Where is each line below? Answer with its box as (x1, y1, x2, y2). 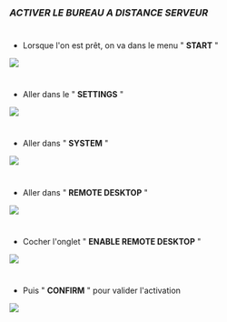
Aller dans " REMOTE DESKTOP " (22, 186, 148, 197)
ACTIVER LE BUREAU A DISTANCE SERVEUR (9, 6, 209, 19)
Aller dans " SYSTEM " (22, 138, 109, 149)
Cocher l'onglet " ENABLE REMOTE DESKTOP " (22, 236, 202, 247)
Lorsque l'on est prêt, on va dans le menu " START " (22, 40, 219, 51)
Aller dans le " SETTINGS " (22, 89, 124, 100)
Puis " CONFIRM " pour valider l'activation (22, 285, 182, 297)
